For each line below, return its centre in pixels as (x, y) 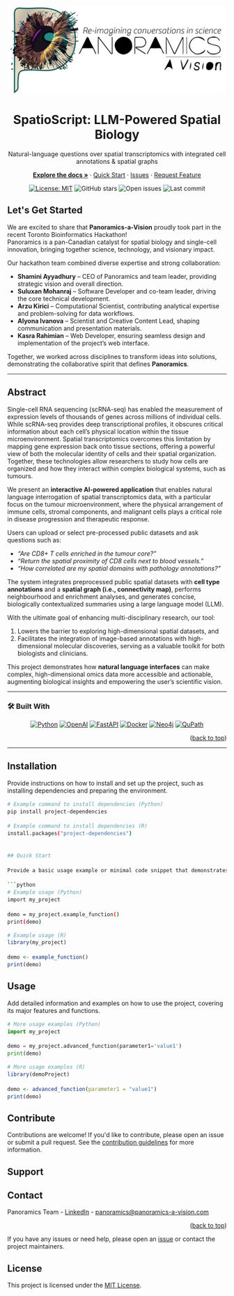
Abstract (27, 392)
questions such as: (34, 540)
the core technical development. (64, 298)
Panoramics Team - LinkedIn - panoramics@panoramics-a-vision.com (108, 1212)
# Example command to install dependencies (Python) (85, 804)
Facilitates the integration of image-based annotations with (102, 638)
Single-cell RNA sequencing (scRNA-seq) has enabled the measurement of (115, 409)
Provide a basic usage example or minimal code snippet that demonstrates (118, 870)
